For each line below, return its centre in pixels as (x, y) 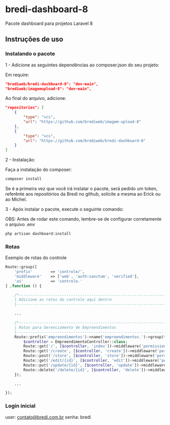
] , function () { (24, 286)
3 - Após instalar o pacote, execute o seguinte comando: (65, 209)
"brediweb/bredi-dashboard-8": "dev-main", (52, 84)
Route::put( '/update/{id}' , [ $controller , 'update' (79, 365)
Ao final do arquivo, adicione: (36, 98)
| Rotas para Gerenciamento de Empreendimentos (65, 327)
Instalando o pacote (30, 54)
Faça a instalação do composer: (39, 170)
